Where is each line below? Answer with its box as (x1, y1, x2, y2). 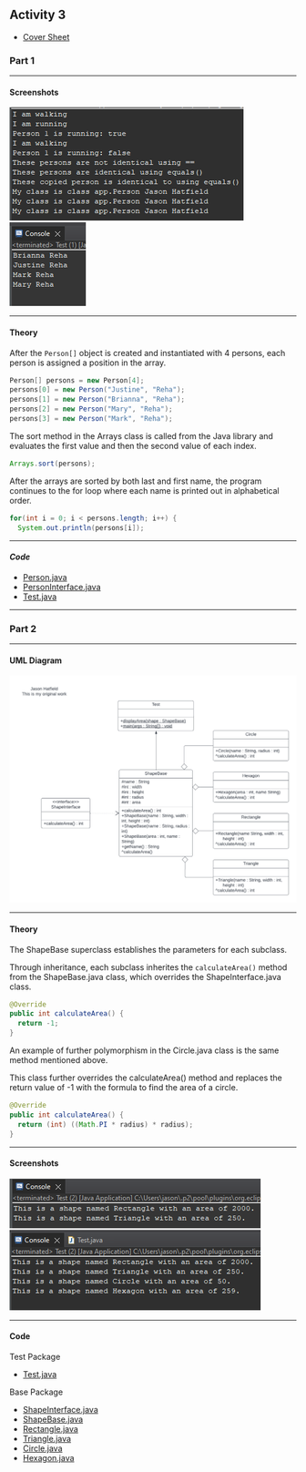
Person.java (22, 571, 67, 582)
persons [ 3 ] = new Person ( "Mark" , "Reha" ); (9, 414, 173, 424)
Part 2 (9, 622, 37, 635)
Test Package (9, 1351, 61, 1362)
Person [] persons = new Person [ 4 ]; (9, 375, 145, 385)
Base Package (9, 1386, 64, 1397)
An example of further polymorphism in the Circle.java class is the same (9, 1045, 280, 1056)
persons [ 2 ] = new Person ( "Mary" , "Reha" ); (9, 404, 173, 414)
